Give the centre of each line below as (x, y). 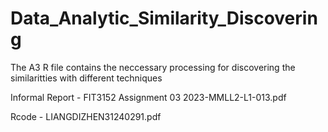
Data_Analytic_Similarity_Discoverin (164, 18)
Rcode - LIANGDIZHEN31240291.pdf (86, 116)
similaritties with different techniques (86, 78)
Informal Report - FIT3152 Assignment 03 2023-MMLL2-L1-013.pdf (148, 97)
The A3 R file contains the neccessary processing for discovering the (153, 67)
